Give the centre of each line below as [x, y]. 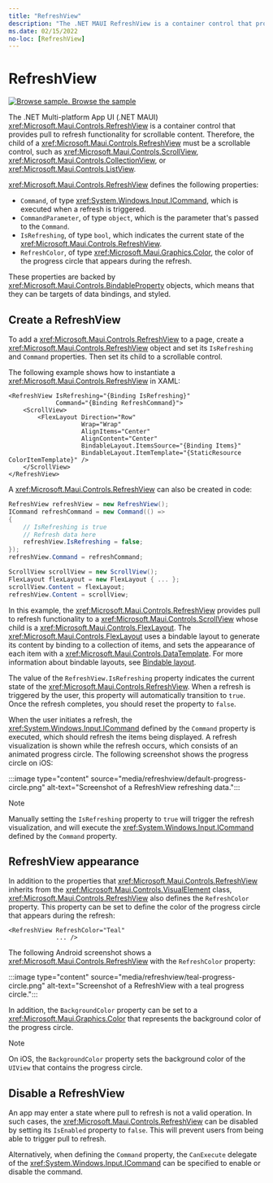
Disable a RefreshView [67, 1093]
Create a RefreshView [65, 319]
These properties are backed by [62, 277]
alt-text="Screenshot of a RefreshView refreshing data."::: [143, 787]
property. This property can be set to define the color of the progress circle [134, 907]
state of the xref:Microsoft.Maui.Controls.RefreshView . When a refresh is [130, 686]
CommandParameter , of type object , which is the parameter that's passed [139, 218]
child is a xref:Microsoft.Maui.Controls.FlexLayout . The [100, 627]
